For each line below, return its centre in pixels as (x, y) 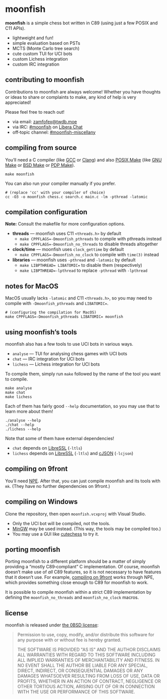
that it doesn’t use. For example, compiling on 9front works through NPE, (80, 577)
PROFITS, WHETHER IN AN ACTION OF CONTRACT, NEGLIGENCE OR (89, 681)
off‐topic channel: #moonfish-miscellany (54, 132)
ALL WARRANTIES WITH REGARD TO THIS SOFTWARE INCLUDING (86, 655)
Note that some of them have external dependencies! (60, 438)
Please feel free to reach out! (35, 112)
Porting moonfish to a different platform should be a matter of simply (75, 561)
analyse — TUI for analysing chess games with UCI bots (70, 353)
